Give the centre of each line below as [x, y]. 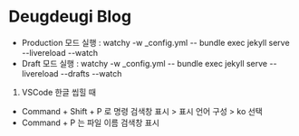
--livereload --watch [60, 52]
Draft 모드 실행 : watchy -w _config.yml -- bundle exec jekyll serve [145, 63]
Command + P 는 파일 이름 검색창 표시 [91, 122]
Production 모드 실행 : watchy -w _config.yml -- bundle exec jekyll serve [156, 42]
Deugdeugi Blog [70, 17]
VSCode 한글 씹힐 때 [59, 92]
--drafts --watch [91, 73]
